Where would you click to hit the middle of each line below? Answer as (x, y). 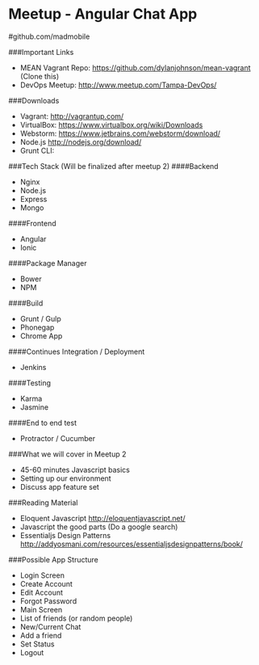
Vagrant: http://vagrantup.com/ (72, 116)
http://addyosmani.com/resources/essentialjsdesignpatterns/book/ (132, 544)
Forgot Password (48, 601)
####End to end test (42, 423)
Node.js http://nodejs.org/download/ (81, 141)
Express (33, 199)
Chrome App (41, 335)
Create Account (46, 583)
